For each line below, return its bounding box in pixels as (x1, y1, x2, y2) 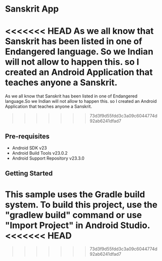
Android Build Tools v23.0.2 (12, 150, 68, 156)
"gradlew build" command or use (5, 210, 142, 220)
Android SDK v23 (12, 145, 47, 151)
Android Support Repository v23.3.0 (12, 155, 85, 161)
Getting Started (5, 169, 53, 178)
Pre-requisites (5, 132, 50, 140)
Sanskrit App (5, 3, 59, 15)
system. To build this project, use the (5, 199, 158, 210)
